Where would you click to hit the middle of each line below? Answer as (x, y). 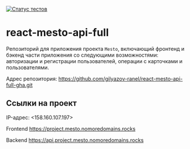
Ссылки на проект (42, 103)
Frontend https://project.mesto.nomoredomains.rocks (71, 129)
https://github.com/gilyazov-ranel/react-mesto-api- (121, 78)
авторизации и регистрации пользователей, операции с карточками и (94, 61)
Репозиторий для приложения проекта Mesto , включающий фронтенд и (95, 48)
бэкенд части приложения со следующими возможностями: (82, 55)
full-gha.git (19, 85)
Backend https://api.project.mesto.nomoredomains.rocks (75, 140)
